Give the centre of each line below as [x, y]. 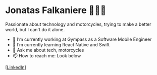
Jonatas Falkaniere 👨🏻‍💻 [56, 10]
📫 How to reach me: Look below [47, 55]
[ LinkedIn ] [16, 67]
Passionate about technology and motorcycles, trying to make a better [78, 24]
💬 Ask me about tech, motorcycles [48, 50]
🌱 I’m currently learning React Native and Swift [61, 44]
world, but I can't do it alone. [35, 29]
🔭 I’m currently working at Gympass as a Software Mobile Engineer [82, 39]
